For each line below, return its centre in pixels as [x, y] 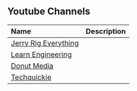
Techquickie [31, 77]
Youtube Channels [49, 12]
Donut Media [32, 66]
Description [106, 31]
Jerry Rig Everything [45, 43]
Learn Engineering [41, 54]
